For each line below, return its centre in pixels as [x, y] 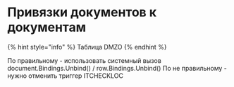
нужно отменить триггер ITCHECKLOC [65, 76]
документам [47, 27]
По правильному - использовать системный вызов [85, 60]
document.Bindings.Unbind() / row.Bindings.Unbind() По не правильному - [117, 68]
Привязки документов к [82, 12]
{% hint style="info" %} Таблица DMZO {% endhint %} [87, 47]
